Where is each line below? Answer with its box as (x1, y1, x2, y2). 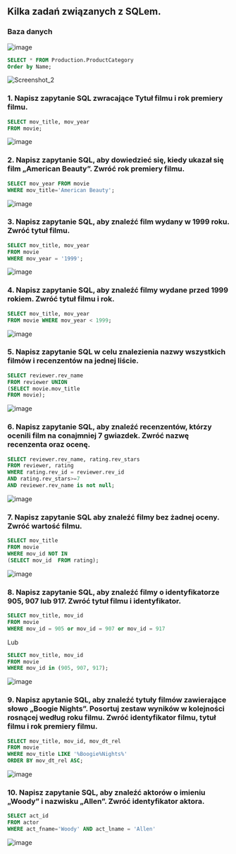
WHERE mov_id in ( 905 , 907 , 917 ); (7, 665, 109, 672)
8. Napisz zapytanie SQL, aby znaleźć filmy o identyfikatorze (7, 587, 220, 597)
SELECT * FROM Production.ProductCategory (7, 56, 134, 64)
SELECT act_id (7, 812, 49, 819)
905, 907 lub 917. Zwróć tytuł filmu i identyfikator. (7, 596, 182, 606)
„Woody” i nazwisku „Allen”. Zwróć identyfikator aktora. (7, 797, 205, 807)
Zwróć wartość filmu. (7, 521, 82, 531)
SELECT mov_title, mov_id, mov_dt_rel (7, 738, 121, 745)
